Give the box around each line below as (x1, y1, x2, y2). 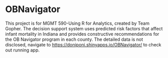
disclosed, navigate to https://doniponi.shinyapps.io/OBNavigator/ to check (5, 41, 161, 47)
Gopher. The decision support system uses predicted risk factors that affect (5, 25, 163, 31)
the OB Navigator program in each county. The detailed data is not (5, 36, 143, 42)
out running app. (5, 47, 40, 53)
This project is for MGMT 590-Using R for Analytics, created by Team (5, 20, 150, 26)
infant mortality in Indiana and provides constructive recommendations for (5, 31, 159, 37)
